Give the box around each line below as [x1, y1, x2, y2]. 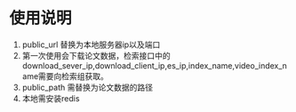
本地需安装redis [21, 92, 80, 103]
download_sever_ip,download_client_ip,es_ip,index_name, [21, 60, 236, 71]
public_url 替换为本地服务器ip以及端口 [21, 39, 161, 50]
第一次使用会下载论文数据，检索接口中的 [21, 50, 171, 60]
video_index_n [234, 60, 287, 71]
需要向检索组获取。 [38, 70, 109, 81]
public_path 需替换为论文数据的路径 [21, 82, 154, 92]
